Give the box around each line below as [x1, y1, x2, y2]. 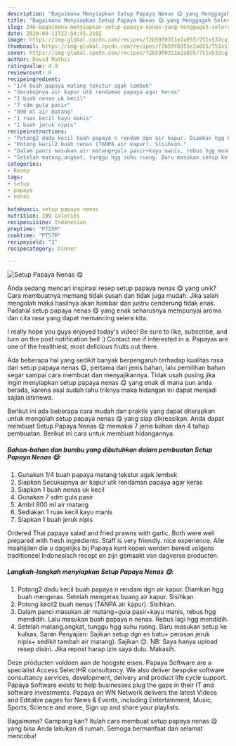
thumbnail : [7, 43, 39, 50]
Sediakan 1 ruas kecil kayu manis [17, 508, 113, 516]
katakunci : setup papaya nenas [7, 206, 99, 213]
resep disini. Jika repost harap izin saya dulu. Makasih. [17, 645, 176, 653]
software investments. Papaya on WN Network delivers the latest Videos [7, 688, 218, 697]
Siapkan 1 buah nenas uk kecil [17, 485, 105, 494]
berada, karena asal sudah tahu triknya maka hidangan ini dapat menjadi [7, 386, 217, 394]
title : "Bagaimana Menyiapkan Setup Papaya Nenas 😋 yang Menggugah [7, 17, 211, 24]
